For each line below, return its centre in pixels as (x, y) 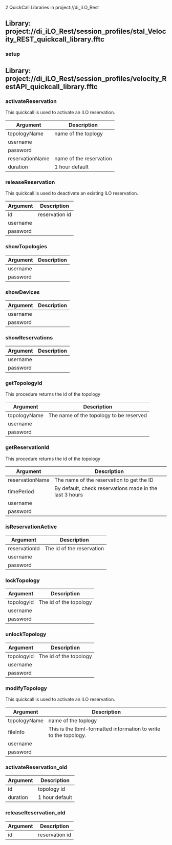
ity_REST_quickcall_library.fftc (55, 40)
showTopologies (26, 247)
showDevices (23, 292)
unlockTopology (26, 634)
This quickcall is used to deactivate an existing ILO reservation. (72, 193)
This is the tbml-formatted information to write (104, 729)
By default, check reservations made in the (106, 488)
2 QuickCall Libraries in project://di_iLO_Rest (52, 7)
